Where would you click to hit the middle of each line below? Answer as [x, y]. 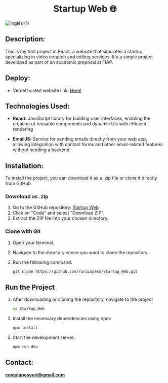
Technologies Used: [37, 106]
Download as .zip [27, 197]
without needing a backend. [41, 150]
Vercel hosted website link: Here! [47, 90]
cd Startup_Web [29, 309]
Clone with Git [23, 231]
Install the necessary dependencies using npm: [62, 319]
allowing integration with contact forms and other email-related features [88, 145]
